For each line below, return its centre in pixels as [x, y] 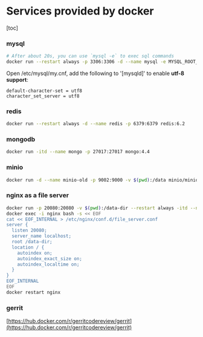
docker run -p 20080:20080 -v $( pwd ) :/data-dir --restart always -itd [97, 208]
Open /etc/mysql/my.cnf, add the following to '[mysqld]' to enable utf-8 [95, 73]
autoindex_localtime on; [48, 264]
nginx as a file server [38, 195]
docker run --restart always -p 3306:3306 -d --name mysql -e [86, 62]
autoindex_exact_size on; [50, 258]
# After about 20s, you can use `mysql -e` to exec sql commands [90, 56]
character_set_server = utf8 [43, 96]
